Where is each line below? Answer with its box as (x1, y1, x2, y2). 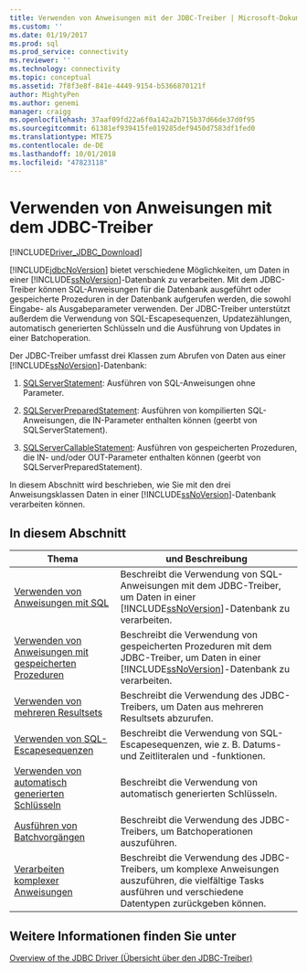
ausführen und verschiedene (120, 886, 244, 899)
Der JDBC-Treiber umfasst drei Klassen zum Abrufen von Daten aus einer (9, 350, 286, 361)
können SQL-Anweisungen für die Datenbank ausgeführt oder (37, 284, 271, 295)
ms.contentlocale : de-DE (9, 141, 104, 150)
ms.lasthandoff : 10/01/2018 (9, 149, 117, 158)
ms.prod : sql (9, 38, 59, 48)
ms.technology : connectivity (9, 65, 121, 74)
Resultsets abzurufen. (120, 712, 214, 725)
